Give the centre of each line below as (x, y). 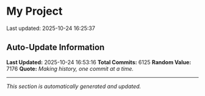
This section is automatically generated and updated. (74, 86)
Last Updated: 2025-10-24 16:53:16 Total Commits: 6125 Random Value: (99, 62)
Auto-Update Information (56, 47)
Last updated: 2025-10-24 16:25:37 (51, 28)
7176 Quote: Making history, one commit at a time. (70, 68)
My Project (34, 11)
